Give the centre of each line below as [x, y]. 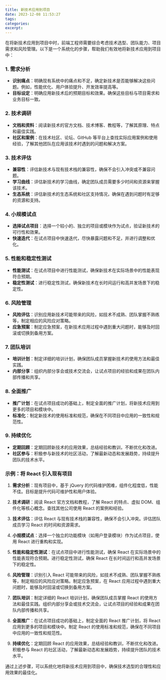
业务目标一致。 [27, 99]
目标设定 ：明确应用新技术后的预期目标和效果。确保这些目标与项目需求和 [86, 93]
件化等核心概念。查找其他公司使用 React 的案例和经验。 [69, 508]
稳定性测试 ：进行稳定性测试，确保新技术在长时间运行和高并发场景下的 [84, 283]
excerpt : [14, 28]
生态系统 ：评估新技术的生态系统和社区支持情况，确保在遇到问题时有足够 [86, 194]
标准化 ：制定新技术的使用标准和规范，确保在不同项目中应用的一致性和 [84, 415]
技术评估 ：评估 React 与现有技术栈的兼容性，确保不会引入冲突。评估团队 [86, 519]
